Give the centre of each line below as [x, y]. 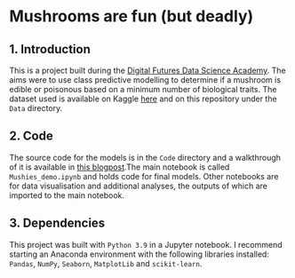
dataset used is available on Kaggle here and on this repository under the [143, 99]
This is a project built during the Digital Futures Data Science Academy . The [147, 70]
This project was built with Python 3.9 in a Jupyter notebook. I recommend [146, 244]
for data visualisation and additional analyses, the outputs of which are [139, 186]
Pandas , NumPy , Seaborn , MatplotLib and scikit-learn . [106, 263]
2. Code [31, 136]
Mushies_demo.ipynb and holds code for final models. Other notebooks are [144, 176]
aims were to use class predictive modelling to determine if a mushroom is [145, 80]
